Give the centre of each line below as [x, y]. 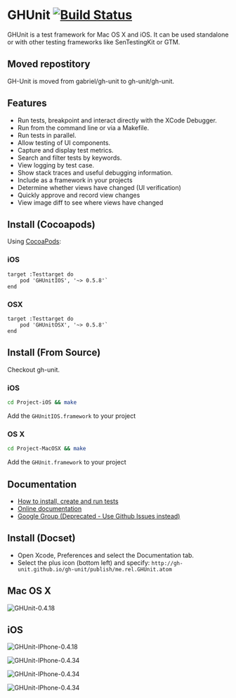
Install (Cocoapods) [52, 224]
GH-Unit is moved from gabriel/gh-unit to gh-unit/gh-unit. [91, 81]
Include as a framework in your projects [75, 180]
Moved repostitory [49, 64]
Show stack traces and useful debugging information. [95, 172]
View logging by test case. [56, 165]
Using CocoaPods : [34, 241]
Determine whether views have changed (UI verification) [99, 187]
